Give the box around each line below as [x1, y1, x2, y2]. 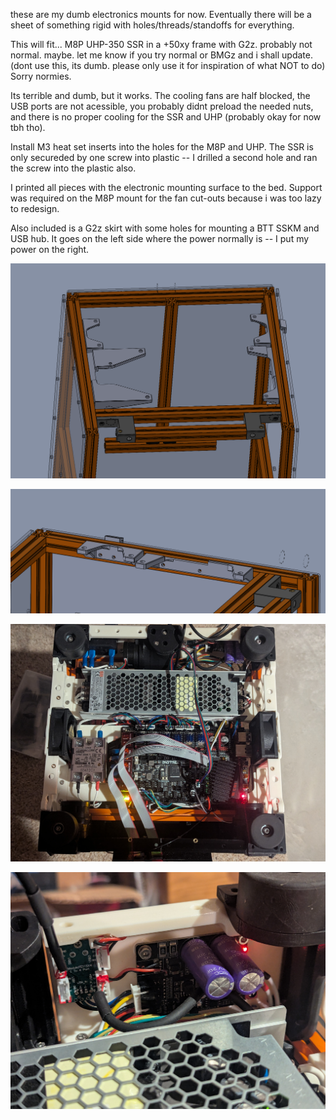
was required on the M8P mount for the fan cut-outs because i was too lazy [10, 192, 322, 204]
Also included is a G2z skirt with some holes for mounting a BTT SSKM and [10, 222, 320, 234]
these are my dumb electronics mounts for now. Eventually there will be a [10, 9, 312, 20]
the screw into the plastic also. [10, 162, 137, 174]
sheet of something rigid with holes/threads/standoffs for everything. [10, 19, 295, 31]
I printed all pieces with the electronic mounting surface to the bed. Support [10, 182, 323, 193]
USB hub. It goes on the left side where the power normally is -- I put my [10, 233, 310, 244]
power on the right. [10, 244, 90, 255]
